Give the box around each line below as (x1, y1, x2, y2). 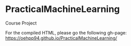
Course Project (5, 20, 37, 26)
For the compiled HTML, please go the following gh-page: (5, 29, 127, 35)
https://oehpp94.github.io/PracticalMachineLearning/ (5, 35, 117, 41)
